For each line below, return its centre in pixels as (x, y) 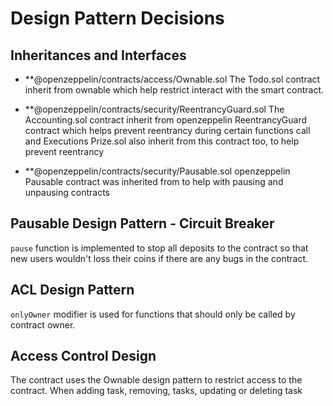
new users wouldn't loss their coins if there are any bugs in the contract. (159, 258)
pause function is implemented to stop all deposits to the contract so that (159, 248)
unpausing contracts (67, 192)
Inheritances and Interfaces (98, 55)
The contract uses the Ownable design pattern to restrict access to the (156, 380)
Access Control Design (83, 356)
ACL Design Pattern (72, 290)
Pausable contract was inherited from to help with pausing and (154, 181)
